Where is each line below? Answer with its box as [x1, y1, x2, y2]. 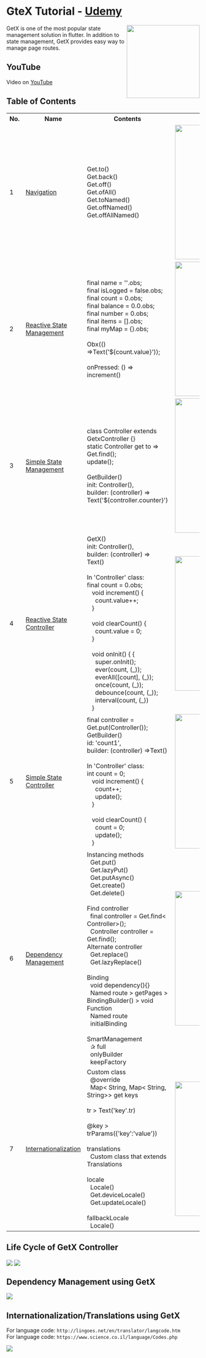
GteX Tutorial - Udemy [6, 4, 123, 18]
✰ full [90, 1042, 106, 1051]
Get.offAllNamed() [86, 211, 140, 219]
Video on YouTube [6, 78, 53, 85]
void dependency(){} [90, 981, 150, 989]
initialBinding [90, 1019, 128, 1027]
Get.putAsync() [90, 873, 135, 882]
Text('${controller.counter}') [86, 496, 169, 504]
